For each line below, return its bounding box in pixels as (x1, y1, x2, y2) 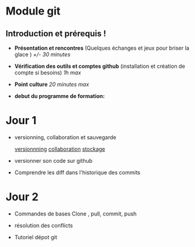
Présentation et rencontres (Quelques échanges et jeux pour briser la (14, 44, 190, 51)
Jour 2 (5, 190, 39, 204)
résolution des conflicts (14, 222, 73, 229)
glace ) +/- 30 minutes (14, 51, 71, 58)
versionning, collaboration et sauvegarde (14, 133, 117, 140)
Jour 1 (5, 114, 37, 128)
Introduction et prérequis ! (5, 28, 106, 39)
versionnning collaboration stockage (14, 145, 106, 153)
